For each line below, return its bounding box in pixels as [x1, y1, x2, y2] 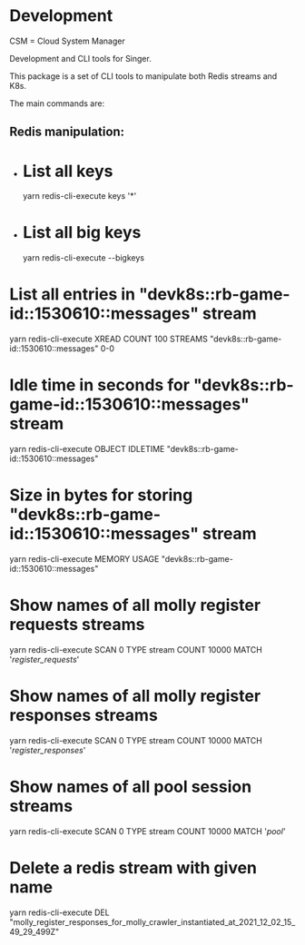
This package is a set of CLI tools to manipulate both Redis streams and [9, 70, 278, 82]
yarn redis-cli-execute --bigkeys [22, 252, 145, 263]
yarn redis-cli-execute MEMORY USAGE [9, 554, 160, 565]
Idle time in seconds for [9, 375, 191, 396]
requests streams [9, 615, 145, 635]
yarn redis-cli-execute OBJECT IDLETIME [9, 444, 165, 455]
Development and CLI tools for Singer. [9, 53, 152, 64]
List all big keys [22, 222, 142, 243]
